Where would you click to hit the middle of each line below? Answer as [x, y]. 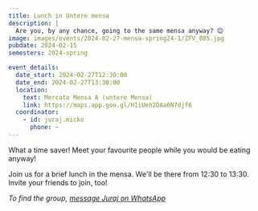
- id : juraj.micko [53, 120]
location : [32, 90]
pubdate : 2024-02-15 [43, 46]
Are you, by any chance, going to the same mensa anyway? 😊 [119, 30]
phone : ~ [44, 128]
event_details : [34, 68]
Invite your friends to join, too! [58, 182]
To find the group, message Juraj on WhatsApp [87, 198]
